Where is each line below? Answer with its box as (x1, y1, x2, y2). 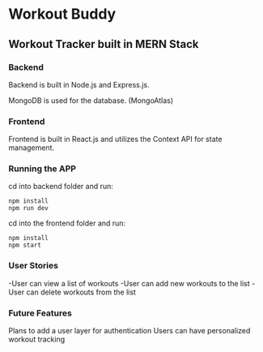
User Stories (8, 260, 59, 272)
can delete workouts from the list (26, 287, 136, 297)
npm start (8, 241, 42, 250)
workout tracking (8, 334, 66, 345)
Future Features (8, 307, 73, 319)
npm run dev (8, 204, 49, 212)
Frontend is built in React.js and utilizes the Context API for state (8, 135, 223, 144)
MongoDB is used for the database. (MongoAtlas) (8, 95, 174, 105)
